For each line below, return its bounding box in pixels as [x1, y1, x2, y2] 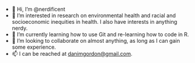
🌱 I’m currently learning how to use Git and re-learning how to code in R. [11, 31, 189, 38]
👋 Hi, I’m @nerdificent [11, 6, 65, 12]
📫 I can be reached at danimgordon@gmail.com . [11, 51, 133, 57]
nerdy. [11, 24, 28, 31]
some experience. [11, 43, 56, 51]
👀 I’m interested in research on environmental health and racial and [11, 12, 177, 19]
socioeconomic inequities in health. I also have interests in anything [11, 18, 177, 25]
